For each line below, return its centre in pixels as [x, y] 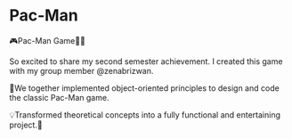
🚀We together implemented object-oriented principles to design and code [145, 88]
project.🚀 [26, 125]
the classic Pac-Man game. [59, 97]
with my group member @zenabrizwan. [81, 70]
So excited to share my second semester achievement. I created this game [146, 61]
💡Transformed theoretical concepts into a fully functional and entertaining [145, 114]
